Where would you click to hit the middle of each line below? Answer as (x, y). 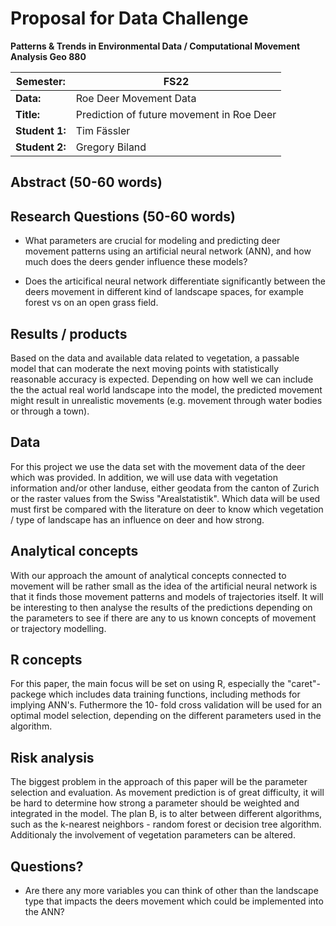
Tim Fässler (103, 130)
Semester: (40, 81)
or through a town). (50, 411)
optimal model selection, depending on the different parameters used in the (166, 716)
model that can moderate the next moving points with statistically (145, 368)
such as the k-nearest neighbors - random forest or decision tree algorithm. (166, 824)
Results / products (69, 333)
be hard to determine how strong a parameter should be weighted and (155, 803)
